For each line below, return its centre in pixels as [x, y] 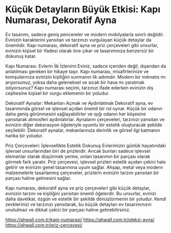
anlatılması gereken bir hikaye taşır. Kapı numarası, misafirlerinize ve [77, 71]
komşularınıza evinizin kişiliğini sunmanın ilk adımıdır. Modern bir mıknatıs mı [86, 77]
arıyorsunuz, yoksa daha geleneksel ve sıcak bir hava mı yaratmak [75, 82]
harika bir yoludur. [24, 135]
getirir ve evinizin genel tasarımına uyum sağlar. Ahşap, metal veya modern [84, 167]
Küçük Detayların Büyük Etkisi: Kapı [83, 9]
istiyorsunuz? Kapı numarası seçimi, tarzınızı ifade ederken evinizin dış [79, 87]
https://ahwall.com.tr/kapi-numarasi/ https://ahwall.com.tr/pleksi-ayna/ [80, 219]
